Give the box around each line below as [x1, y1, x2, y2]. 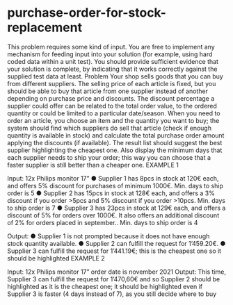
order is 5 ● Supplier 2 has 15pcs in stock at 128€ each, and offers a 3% [7, 189, 216, 197]
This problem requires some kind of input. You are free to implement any [7, 42, 215, 51]
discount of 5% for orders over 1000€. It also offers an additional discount [7, 211, 220, 220]
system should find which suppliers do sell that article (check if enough [7, 124, 212, 132]
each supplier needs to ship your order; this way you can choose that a [7, 153, 211, 161]
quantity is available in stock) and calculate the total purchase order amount [7, 131, 225, 140]
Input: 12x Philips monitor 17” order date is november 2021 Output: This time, [7, 267, 227, 276]
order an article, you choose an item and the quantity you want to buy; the [7, 116, 220, 124]
